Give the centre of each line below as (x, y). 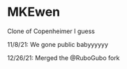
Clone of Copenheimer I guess (51, 31)
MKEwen (34, 12)
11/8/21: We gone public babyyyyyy (58, 44)
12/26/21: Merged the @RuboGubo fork (63, 58)
